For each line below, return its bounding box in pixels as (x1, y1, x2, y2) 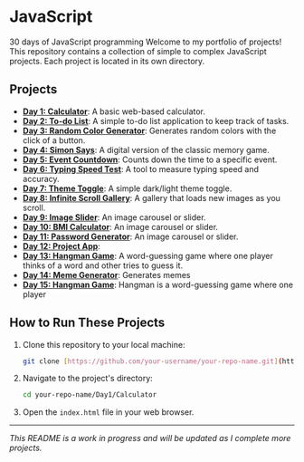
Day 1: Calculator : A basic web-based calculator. (22, 106, 206, 117)
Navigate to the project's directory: (22, 373, 154, 384)
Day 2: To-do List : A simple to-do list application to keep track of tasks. (22, 115, 290, 126)
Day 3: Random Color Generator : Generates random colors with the (22, 125, 277, 136)
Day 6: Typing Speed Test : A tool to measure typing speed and (22, 163, 260, 174)
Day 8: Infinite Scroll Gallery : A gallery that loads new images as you (22, 192, 280, 203)
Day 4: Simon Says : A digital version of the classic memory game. (22, 144, 270, 155)
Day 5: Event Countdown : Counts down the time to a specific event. (22, 154, 278, 165)
